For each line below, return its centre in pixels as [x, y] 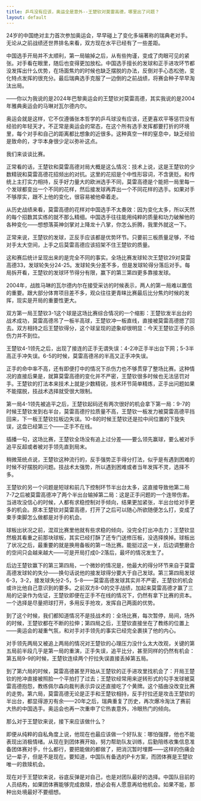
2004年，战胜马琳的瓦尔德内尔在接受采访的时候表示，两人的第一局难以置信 [99, 285]
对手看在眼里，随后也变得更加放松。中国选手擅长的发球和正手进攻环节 [103, 63]
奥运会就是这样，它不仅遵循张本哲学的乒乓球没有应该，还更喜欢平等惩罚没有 [100, 118]
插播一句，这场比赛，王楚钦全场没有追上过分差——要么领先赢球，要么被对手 [100, 439]
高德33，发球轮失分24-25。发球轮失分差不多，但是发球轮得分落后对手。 [96, 265]
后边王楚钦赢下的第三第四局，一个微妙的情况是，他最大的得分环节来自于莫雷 [100, 565]
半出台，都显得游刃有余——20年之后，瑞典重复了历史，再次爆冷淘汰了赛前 [99, 701]
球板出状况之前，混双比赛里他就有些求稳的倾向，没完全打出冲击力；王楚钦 [98, 530]
